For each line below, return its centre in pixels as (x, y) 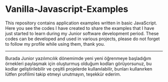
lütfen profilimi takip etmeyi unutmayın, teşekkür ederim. (63, 74)
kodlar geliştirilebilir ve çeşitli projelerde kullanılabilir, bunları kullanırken (79, 69)
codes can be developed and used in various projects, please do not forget (82, 39)
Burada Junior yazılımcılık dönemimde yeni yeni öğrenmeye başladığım (78, 58)
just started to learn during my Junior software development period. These (82, 33)
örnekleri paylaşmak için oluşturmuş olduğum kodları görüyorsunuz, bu (78, 64)
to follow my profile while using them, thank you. (55, 44)
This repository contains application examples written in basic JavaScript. (81, 23)
